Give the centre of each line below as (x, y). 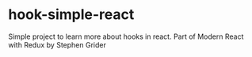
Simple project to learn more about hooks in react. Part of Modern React (126, 36)
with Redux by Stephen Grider (57, 44)
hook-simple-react (71, 15)
